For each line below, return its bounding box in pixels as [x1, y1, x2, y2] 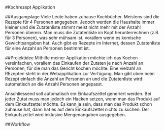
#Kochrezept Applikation [5, 4, 55, 10]
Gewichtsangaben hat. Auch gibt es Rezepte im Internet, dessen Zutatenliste [5, 40, 161, 46]
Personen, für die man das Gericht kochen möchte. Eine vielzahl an [5, 65, 142, 71]
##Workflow [5, 121, 31, 127]
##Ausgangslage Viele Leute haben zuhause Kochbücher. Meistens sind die [5, 14, 160, 19]
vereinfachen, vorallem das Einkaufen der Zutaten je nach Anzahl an [5, 60, 144, 66]
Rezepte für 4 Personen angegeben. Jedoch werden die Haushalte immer [5, 19, 155, 25]
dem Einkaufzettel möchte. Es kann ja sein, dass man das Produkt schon [5, 101, 152, 107]
